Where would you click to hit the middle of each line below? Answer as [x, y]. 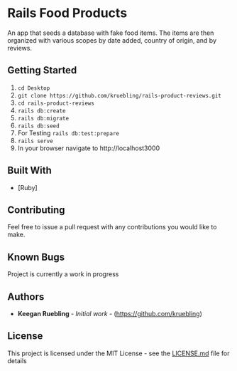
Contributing [36, 210]
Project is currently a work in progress [63, 274]
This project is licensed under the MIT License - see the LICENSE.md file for [118, 353]
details [17, 360]
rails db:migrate [43, 118]
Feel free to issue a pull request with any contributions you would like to [112, 227]
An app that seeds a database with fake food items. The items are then [111, 33]
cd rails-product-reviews [56, 103]
